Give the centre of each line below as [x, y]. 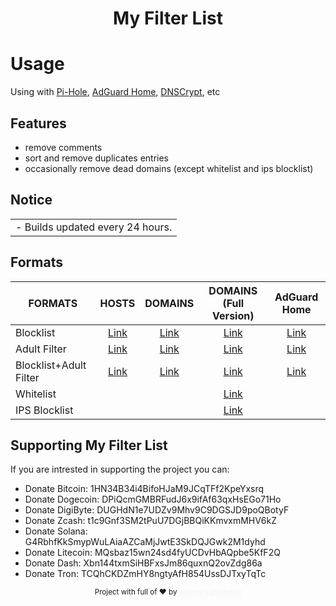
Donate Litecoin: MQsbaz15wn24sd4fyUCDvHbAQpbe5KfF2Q [152, 553]
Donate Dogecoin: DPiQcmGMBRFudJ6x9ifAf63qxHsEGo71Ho [153, 499]
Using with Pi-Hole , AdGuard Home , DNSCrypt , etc [115, 92]
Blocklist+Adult [51, 365]
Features [38, 123]
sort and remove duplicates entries [97, 158]
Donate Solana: [56, 531]
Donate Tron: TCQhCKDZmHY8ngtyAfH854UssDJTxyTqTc [145, 574]
